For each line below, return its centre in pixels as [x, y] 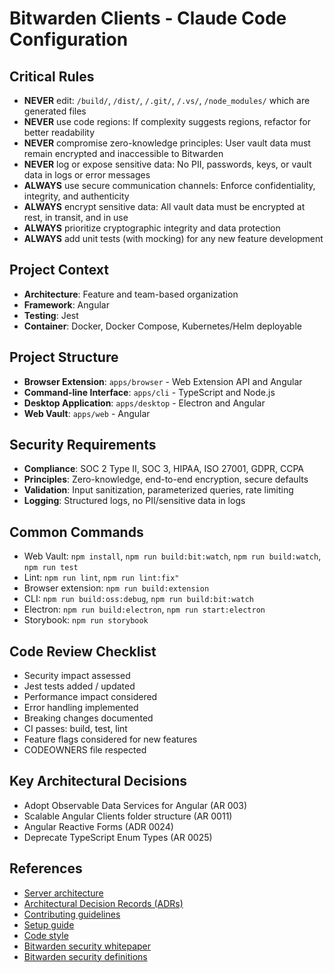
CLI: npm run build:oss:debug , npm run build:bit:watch [138, 599]
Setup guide [49, 924]
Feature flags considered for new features [110, 739]
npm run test [51, 568]
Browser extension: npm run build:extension [116, 588]
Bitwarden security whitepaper [87, 946]
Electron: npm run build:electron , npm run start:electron [144, 609]
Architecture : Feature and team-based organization [131, 294]
